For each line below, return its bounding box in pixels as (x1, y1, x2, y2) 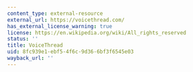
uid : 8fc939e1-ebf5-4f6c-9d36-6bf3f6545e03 (7, 49, 134, 56)
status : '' (7, 36, 39, 43)
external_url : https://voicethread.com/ (7, 16, 125, 23)
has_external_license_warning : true (7, 23, 112, 29)
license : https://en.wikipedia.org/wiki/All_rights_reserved (7, 29, 187, 36)
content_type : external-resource (7, 10, 103, 17)
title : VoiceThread (7, 42, 63, 49)
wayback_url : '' (7, 55, 54, 62)
